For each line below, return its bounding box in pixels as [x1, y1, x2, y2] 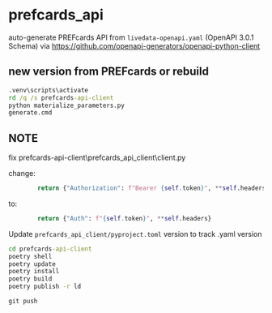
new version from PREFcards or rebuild [8, 65, 209, 79]
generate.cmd [8, 109, 53, 117]
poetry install [8, 268, 60, 276]
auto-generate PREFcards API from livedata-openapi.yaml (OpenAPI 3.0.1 [8, 32, 254, 42]
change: [8, 169, 36, 178]
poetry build [8, 275, 53, 283]
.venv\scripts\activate [8, 86, 89, 94]
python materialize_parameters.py [8, 101, 125, 109]
